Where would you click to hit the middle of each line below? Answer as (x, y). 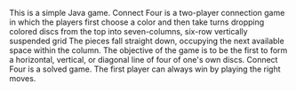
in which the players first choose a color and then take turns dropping (137, 22)
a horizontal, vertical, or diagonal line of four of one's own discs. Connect (144, 60)
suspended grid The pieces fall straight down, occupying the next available (147, 41)
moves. (23, 78)
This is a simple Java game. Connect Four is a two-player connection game (147, 13)
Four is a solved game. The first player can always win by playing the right (145, 69)
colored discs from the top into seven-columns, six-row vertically (128, 31)
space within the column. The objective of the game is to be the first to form (148, 50)
